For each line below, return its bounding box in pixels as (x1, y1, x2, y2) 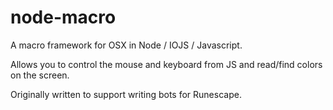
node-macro (10, 6, 117, 29)
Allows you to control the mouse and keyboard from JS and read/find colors (10, 58, 323, 70)
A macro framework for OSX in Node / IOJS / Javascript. (10, 39, 243, 51)
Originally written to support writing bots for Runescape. (10, 88, 242, 100)
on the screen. (10, 69, 70, 81)
